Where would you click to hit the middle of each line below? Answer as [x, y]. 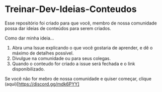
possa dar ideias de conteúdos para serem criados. [58, 28]
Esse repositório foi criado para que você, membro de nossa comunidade [81, 23]
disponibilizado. [28, 69]
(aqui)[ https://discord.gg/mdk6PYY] [42, 84]
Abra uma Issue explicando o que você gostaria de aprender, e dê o [82, 47]
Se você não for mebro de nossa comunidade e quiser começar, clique [78, 78]
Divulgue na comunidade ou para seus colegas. [61, 58]
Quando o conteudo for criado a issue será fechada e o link [73, 63]
